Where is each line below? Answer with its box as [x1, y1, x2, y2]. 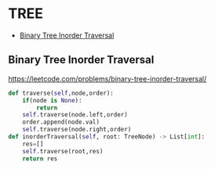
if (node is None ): [22, 96, 82, 104]
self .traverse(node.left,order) [22, 111, 128, 119]
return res [22, 154, 58, 163]
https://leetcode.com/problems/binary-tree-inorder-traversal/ [8, 74, 207, 83]
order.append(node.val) [22, 118, 100, 126]
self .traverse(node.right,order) [22, 126, 132, 134]
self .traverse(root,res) [22, 147, 104, 155]
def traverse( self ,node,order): [8, 89, 114, 97]
